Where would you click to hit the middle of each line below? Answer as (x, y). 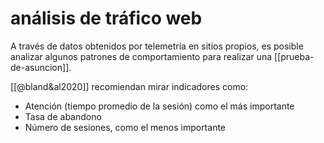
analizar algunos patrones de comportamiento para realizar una (141, 56)
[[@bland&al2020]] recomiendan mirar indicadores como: (129, 86)
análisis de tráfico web (106, 18)
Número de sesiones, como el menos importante (125, 127)
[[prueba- (294, 56)
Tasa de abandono (63, 116)
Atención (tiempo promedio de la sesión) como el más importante (159, 106)
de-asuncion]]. (41, 67)
